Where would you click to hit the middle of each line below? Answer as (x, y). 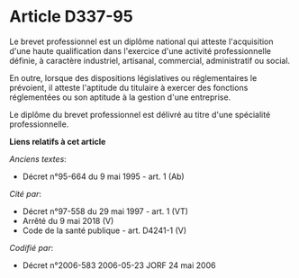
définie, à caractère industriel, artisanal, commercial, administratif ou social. (150, 60)
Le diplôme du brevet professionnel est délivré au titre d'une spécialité (140, 114)
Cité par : (26, 193)
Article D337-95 (71, 17)
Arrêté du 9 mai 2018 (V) (68, 220)
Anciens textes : (38, 158)
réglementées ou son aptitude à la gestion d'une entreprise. (120, 97)
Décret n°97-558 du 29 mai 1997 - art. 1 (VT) (105, 211)
